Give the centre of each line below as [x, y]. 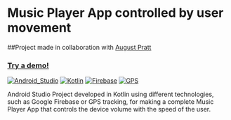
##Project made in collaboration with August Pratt [79, 47]
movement [39, 28]
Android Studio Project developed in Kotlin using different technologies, [111, 94]
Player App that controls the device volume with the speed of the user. [109, 109]
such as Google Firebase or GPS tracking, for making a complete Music [111, 102]
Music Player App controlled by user [115, 13]
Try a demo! [28, 65]
